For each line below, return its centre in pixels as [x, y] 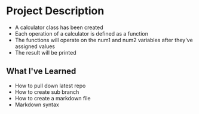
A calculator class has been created [59, 27]
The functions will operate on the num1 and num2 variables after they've [104, 40]
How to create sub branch [47, 92]
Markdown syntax [37, 104]
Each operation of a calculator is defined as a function [81, 33]
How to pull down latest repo [50, 85]
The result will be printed [45, 52]
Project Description [55, 11]
